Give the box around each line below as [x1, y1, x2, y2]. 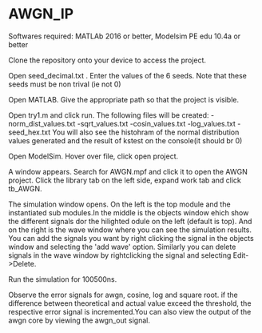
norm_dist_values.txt [8, 118, 76, 128]
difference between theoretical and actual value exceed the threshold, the [8, 298, 252, 308]
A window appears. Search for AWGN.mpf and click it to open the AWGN [8, 166, 248, 176]
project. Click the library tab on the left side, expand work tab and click [8, 175, 241, 185]
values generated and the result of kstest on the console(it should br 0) [8, 135, 243, 145]
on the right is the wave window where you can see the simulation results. [8, 225, 252, 235]
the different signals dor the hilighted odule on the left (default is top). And [8, 216, 252, 226]
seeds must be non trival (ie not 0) [8, 79, 121, 89]
